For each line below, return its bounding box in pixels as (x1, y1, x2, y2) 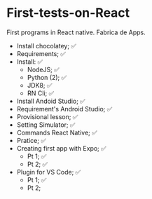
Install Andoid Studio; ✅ (16, 97, 85, 105)
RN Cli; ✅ (27, 89, 55, 97)
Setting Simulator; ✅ (16, 121, 76, 129)
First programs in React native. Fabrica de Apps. (6, 28, 146, 36)
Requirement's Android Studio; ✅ (16, 104, 113, 113)
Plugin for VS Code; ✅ (16, 167, 81, 176)
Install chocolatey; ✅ (16, 41, 76, 50)
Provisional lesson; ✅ (16, 112, 78, 121)
